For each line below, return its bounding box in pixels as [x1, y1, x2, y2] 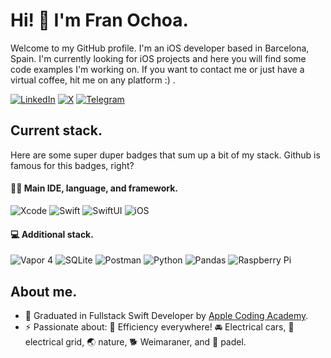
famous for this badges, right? [10, 159, 135, 171]
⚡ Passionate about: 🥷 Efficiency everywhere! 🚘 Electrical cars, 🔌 [24, 320, 295, 333]
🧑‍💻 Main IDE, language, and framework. [10, 182, 178, 194]
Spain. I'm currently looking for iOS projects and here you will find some [10, 52, 307, 64]
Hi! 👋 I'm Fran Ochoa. [10, 9, 189, 32]
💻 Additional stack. [10, 228, 94, 240]
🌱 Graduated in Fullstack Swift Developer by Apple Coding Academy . [24, 309, 309, 321]
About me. [10, 283, 78, 300]
